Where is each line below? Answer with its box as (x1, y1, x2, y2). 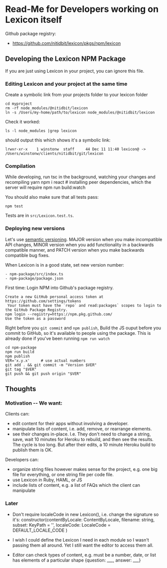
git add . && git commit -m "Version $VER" (5, 362, 97, 367)
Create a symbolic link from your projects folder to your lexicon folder (5, 92, 148, 98)
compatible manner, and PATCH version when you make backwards (5, 247, 145, 253)
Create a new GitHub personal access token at (5, 294, 104, 299)
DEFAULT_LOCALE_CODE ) (12, 527, 68, 533)
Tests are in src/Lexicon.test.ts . (5, 213, 74, 219)
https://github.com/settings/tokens (5, 298, 81, 303)
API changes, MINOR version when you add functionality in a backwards (5, 242, 154, 248)
